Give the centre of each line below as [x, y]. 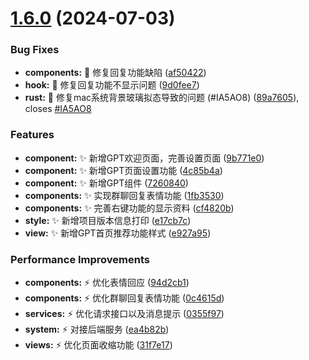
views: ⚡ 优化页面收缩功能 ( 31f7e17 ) [98, 345]
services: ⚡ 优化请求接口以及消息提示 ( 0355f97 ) [124, 314]
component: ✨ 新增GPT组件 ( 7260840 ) [106, 183]
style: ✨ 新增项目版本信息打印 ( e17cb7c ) [108, 220]
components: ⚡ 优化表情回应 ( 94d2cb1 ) [107, 283]
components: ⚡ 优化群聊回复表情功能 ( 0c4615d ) [124, 298]
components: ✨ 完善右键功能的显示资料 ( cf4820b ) [129, 208]
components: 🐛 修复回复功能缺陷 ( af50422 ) [115, 73]
